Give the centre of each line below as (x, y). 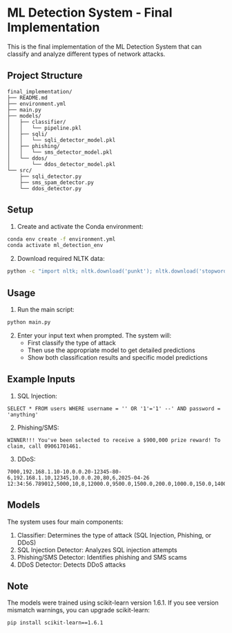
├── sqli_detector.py (50, 176)
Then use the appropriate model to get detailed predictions (111, 350)
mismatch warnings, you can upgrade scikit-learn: (79, 610)
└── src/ (20, 170)
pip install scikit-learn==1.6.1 (55, 623)
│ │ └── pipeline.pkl (44, 128)
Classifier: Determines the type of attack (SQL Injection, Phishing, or (114, 535)
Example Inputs (41, 379)
